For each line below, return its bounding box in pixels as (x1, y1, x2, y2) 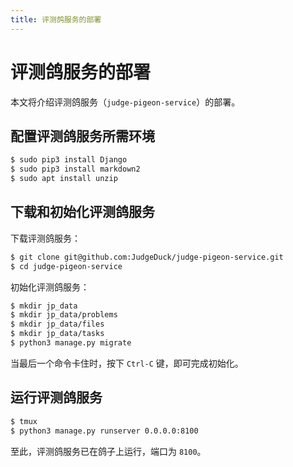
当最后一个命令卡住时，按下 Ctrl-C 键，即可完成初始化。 (10, 357, 244, 369)
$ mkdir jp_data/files (10, 319, 105, 330)
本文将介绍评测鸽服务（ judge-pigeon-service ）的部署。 (10, 96, 241, 108)
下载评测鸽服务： (10, 232, 81, 244)
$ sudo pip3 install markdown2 (10, 164, 141, 175)
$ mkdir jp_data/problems (10, 310, 118, 320)
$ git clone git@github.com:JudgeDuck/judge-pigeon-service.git (10, 252, 284, 262)
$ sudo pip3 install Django (10, 155, 128, 165)
